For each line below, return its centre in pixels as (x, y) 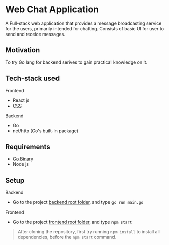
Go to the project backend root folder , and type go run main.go (78, 202)
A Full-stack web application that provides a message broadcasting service (83, 23)
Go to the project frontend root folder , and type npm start (72, 222)
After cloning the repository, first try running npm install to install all (89, 232)
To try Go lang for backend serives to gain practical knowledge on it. (76, 62)
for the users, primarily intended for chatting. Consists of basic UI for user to (85, 28)
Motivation (23, 50)
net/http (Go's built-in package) (45, 131)
